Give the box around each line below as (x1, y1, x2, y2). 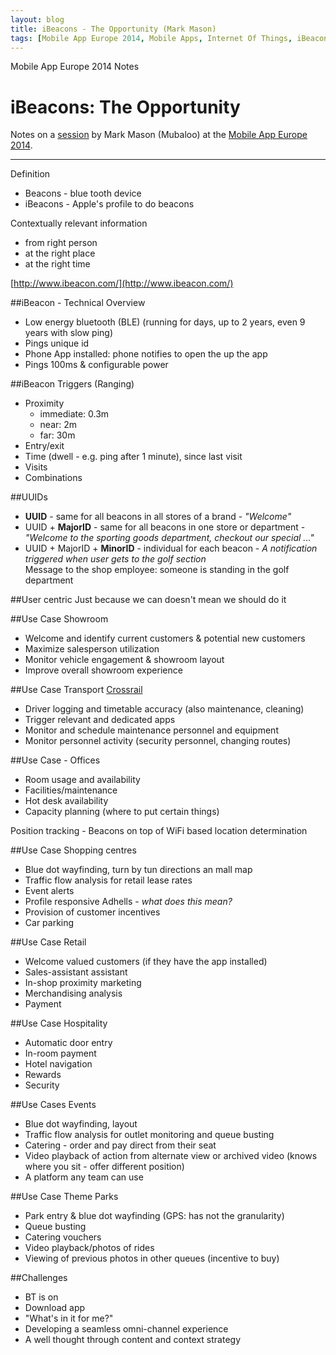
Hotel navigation (24, 1058, 93, 1070)
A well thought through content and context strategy (24, 1334, 242, 1346)
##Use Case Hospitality (10, 1017, 108, 1030)
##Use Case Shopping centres (10, 844, 137, 856)
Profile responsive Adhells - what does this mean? (24, 896, 233, 908)
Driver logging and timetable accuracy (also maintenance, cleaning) (24, 703, 305, 715)
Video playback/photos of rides (24, 1242, 155, 1254)
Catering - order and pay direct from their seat (24, 1139, 217, 1151)
